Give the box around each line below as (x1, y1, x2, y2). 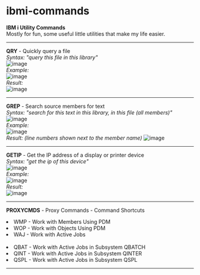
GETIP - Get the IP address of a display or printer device (6, 151, 145, 159)
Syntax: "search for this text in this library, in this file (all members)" (6, 109, 173, 116)
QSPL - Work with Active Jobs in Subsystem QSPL (14, 256, 138, 263)
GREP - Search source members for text (6, 103, 105, 110)
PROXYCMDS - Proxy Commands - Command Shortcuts (6, 206, 145, 214)
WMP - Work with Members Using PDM (14, 218, 111, 225)
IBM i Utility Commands (6, 24, 65, 31)
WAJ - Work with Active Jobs (14, 231, 86, 238)
